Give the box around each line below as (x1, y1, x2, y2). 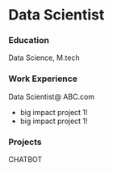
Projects (8, 136, 42, 147)
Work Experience (8, 73, 78, 84)
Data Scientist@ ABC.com (8, 92, 95, 101)
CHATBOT (8, 155, 43, 165)
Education (8, 35, 50, 46)
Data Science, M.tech (8, 53, 80, 62)
